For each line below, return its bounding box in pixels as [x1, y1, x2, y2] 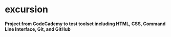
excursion [5, 4, 48, 15]
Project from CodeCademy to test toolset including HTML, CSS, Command [5, 21, 166, 27]
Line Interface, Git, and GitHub [5, 26, 71, 32]
